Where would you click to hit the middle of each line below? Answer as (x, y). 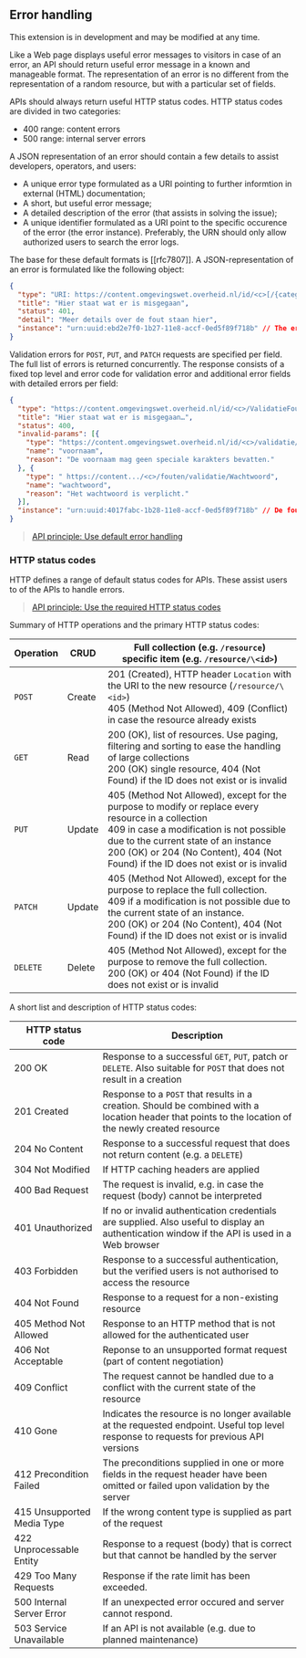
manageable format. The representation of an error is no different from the (149, 74)
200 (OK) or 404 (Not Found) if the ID (189, 973)
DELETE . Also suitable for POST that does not (194, 1068)
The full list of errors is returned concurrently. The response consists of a (147, 363)
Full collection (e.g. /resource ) (199, 647)
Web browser (131, 1245)
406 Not (32, 1350)
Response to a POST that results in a (178, 1095)
